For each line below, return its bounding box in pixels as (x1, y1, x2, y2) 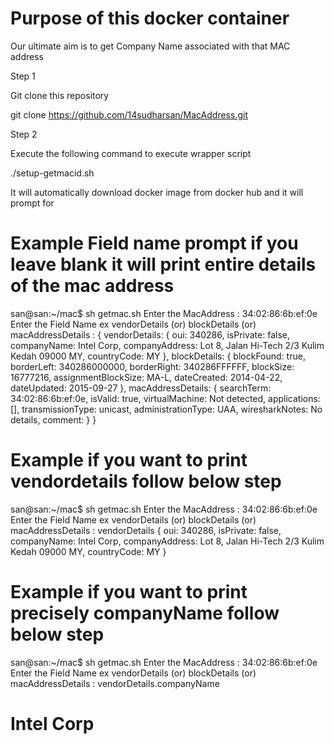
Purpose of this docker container (10, 7, 290, 30)
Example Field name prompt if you (10, 232, 299, 255)
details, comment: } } (10, 413, 97, 426)
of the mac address (10, 275, 175, 297)
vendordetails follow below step (10, 470, 282, 493)
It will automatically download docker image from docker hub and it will (10, 186, 304, 198)
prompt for (10, 197, 55, 209)
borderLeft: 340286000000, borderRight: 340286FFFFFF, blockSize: (10, 360, 295, 372)
